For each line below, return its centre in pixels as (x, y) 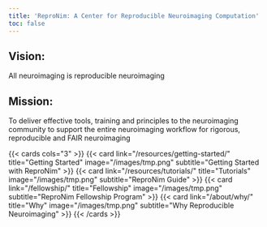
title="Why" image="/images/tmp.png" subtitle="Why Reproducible (121, 206)
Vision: (27, 56)
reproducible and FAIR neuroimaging (70, 138)
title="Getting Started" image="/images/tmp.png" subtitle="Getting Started (134, 162)
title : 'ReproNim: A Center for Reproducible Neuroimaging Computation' (134, 16)
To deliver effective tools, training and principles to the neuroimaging (124, 121)
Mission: (31, 101)
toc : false (27, 24)
